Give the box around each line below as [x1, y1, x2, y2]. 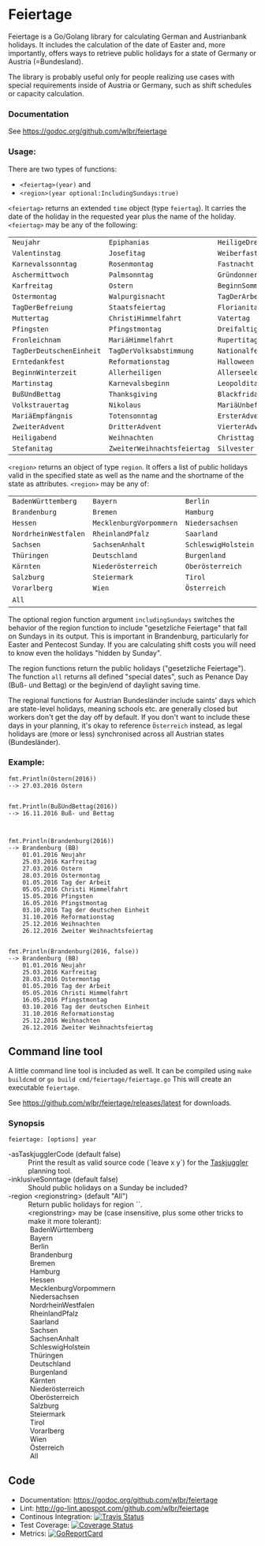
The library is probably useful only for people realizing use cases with [8, 72, 235, 81]
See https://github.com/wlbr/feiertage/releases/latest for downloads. [8, 1098, 232, 1107]
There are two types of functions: [8, 164, 118, 174]
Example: [8, 757, 45, 768]
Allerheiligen [109, 368, 162, 376]
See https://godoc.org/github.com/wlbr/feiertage [8, 126, 167, 136]
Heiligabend [12, 432, 58, 442]
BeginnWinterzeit [12, 368, 77, 376]
